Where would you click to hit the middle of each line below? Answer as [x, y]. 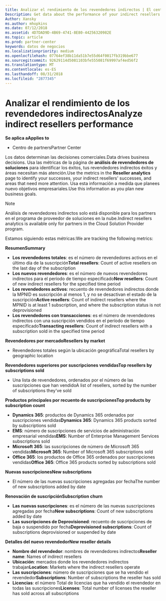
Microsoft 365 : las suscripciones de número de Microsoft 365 [76, 446]
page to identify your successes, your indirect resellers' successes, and [78, 178]
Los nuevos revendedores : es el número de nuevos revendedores [80, 273]
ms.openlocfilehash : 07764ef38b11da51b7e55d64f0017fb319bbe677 [72, 56]
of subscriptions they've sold [42, 390]
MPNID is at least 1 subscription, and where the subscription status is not [86, 305]
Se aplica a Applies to [27, 138]
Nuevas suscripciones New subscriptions [48, 472]
